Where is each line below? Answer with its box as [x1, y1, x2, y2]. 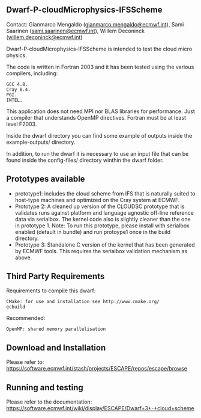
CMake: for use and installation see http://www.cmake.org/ [6, 299, 160, 305]
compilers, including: [6, 69, 58, 77]
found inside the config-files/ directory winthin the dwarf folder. [6, 156, 164, 164]
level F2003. [6, 120, 37, 128]
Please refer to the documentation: [6, 398, 92, 405]
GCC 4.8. [6, 81, 28, 87]
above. [14, 254, 32, 261]
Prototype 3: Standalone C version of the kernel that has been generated [14, 241, 195, 248]
